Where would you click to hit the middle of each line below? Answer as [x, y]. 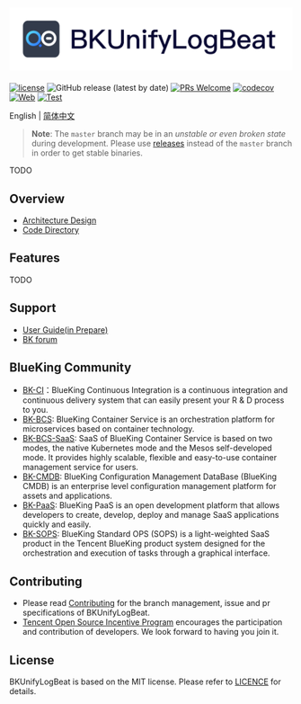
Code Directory [50, 229]
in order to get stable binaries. [87, 153]
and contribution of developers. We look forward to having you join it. [150, 632]
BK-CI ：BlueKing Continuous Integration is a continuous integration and [155, 390]
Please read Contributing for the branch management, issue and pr [146, 603]
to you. [35, 410]
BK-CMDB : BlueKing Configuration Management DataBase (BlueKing [149, 477]
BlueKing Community [71, 367]
